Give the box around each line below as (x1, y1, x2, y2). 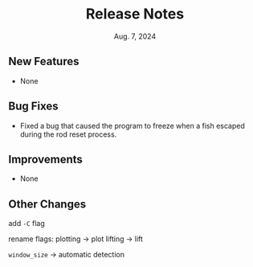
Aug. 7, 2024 (113, 31, 157, 41)
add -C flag (8, 219, 46, 228)
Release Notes (85, 5, 185, 23)
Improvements (8, 152, 83, 166)
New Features (8, 55, 80, 68)
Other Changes (8, 197, 87, 211)
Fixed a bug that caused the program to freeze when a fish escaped (19, 121, 245, 130)
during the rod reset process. (19, 129, 117, 139)
